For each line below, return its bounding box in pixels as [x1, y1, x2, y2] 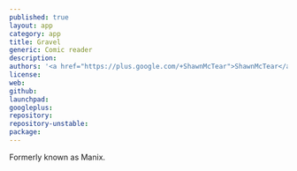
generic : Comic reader [9, 46, 93, 55]
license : [9, 71, 42, 79]
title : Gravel [9, 37, 62, 47]
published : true [9, 12, 69, 22]
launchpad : [9, 94, 49, 104]
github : [9, 86, 38, 95]
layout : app [9, 21, 53, 30]
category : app [9, 29, 62, 38]
